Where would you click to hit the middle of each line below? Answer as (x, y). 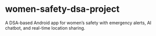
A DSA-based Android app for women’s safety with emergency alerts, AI (78, 23)
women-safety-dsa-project (62, 9)
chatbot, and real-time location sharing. (45, 28)
